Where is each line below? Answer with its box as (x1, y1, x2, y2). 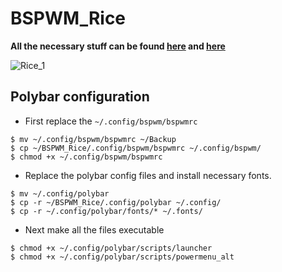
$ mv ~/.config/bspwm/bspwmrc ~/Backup (10, 134, 177, 144)
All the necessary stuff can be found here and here (10, 40, 226, 52)
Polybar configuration (10, 88, 150, 106)
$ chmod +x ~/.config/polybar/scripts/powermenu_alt (10, 252, 235, 262)
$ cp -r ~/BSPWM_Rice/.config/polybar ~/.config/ (10, 197, 222, 207)
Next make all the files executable (24, 223, 165, 236)
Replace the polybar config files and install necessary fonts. (24, 169, 272, 181)
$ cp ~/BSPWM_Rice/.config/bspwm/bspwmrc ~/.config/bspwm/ (10, 143, 262, 153)
